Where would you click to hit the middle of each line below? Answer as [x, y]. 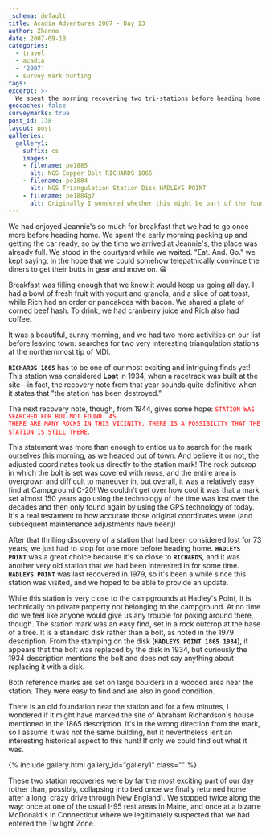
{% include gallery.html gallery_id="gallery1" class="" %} [103, 765]
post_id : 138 [30, 121]
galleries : [27, 135]
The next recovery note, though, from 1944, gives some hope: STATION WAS [132, 409]
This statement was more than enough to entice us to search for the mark [130, 447]
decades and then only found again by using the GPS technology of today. [131, 507]
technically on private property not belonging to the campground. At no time [135, 606]
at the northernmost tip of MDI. [59, 351]
